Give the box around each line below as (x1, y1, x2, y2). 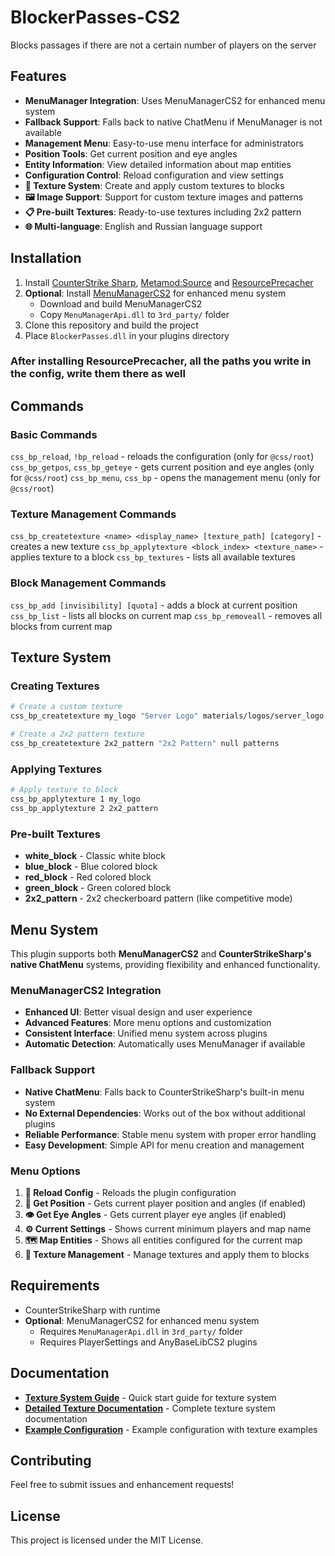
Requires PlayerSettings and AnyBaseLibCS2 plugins (39, 1336, 258, 1348)
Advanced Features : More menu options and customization (24, 1017, 272, 1029)
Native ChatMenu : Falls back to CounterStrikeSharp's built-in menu (24, 1086, 305, 1098)
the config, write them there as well (10, 367, 186, 381)
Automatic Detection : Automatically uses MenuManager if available (24, 1038, 306, 1050)
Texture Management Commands (10, 507, 177, 521)
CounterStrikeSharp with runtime (24, 1304, 161, 1316)
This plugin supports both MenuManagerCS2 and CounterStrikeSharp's (10, 947, 312, 960)
